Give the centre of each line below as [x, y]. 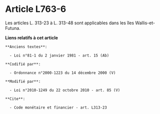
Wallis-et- [145, 23]
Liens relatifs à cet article [32, 38]
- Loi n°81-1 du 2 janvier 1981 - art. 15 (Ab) [60, 56]
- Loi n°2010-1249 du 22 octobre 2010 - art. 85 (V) [65, 90]
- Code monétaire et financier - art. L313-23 [58, 108]
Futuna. [13, 28]
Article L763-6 [36, 9]
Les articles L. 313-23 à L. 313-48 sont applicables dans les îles [70, 23]
